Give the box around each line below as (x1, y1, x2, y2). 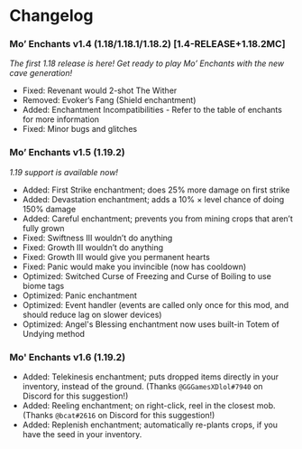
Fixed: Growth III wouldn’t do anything (22, 241, 164, 253)
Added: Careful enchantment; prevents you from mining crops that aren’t (22, 213, 293, 224)
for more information (22, 114, 100, 125)
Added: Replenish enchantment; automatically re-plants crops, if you (22, 419, 278, 430)
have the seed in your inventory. (22, 429, 142, 440)
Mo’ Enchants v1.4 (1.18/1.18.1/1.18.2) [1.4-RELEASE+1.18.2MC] (9, 38, 286, 51)
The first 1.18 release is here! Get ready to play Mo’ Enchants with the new (9, 58, 285, 69)
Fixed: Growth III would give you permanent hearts (22, 251, 210, 262)
